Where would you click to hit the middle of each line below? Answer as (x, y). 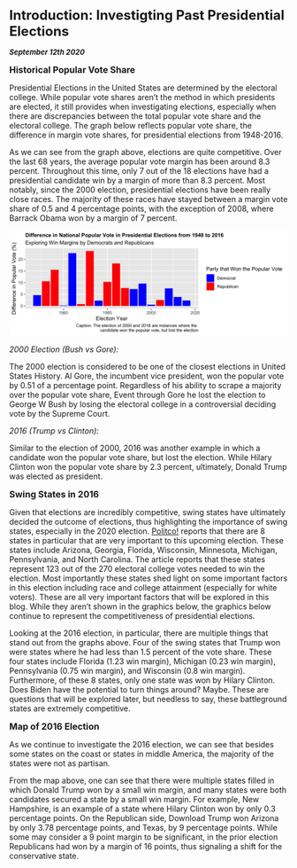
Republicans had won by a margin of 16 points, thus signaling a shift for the (146, 846)
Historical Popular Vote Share (72, 70)
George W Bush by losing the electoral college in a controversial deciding (143, 404)
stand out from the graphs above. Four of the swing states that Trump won (145, 642)
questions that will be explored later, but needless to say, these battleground (148, 699)
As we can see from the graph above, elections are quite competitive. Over (145, 152)
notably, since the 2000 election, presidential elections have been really (140, 190)
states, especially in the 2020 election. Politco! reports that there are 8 (137, 531)
